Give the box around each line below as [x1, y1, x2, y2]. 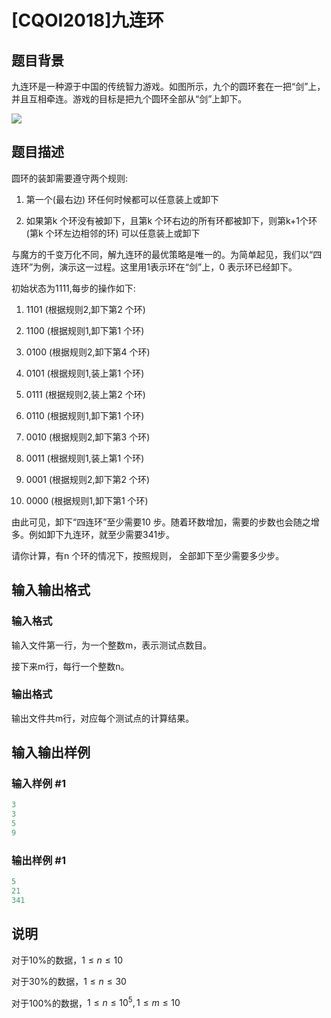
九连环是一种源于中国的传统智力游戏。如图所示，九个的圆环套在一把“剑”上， [11, 81, 326, 92]
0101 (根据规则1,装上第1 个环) [25, 367, 145, 379]
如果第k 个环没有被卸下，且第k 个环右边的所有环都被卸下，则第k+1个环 [25, 214, 318, 226]
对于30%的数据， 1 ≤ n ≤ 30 [11, 975, 127, 987]
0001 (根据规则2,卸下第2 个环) [25, 473, 151, 485]
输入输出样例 [11, 744, 91, 761]
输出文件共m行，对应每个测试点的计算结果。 [11, 712, 195, 724]
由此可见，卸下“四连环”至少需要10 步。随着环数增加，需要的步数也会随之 [11, 516, 311, 528]
